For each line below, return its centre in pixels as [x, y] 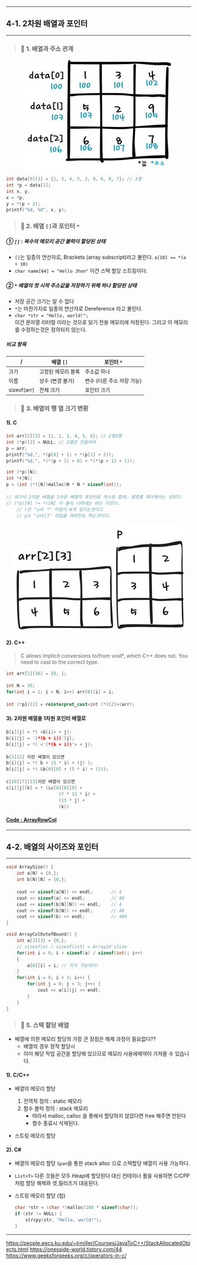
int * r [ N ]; [19, 478]
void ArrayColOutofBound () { [42, 934]
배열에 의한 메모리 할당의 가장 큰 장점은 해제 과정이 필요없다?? [85, 1038]
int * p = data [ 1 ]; [28, 185]
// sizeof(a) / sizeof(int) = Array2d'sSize [72, 947]
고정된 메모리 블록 [60, 371]
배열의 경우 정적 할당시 [49, 1046]
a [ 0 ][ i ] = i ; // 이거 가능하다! [63, 966]
